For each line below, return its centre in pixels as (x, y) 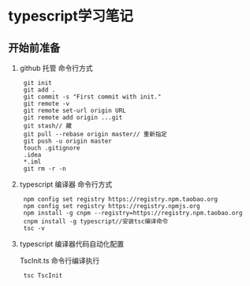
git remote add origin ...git (73, 117)
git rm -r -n (45, 169)
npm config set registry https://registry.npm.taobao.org (121, 199)
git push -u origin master (67, 141)
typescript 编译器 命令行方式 (66, 184)
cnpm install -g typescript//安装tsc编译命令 (96, 221)
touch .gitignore (52, 148)
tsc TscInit (43, 276)
